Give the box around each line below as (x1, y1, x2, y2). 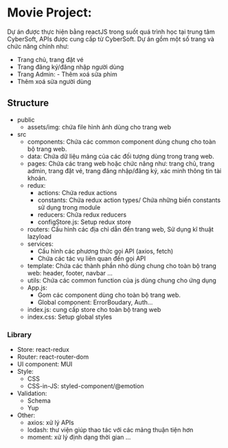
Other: (16, 411, 36, 420)
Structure (7, 98, 49, 109)
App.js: (27, 283, 48, 291)
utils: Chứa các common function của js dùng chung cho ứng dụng (27, 276, 216, 284)
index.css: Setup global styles (27, 313, 113, 321)
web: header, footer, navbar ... (27, 269, 113, 277)
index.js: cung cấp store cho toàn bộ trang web (27, 305, 161, 313)
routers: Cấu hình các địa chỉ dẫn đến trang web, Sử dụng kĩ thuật (27, 225, 214, 233)
